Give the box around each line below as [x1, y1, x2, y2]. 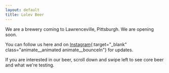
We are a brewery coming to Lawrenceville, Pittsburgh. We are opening [5, 26, 154, 32]
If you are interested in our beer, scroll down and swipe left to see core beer [5, 56, 164, 62]
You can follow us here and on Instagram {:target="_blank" [5, 41, 127, 47]
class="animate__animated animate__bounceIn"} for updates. [5, 47, 133, 53]
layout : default [5, 7, 40, 13]
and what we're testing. [5, 62, 55, 68]
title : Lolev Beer [5, 12, 44, 17]
